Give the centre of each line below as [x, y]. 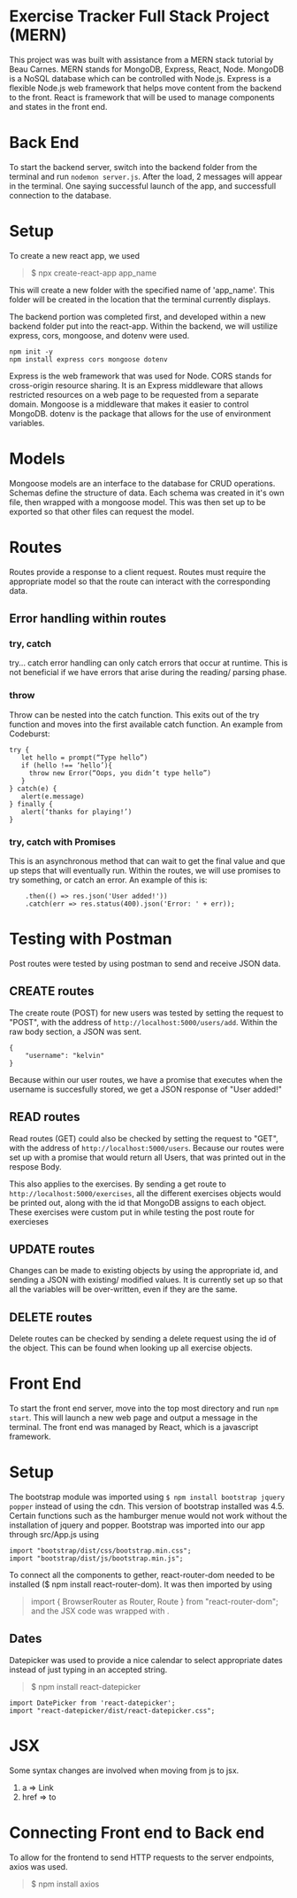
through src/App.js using [54, 1535]
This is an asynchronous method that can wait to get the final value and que [147, 860]
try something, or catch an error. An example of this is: [108, 880]
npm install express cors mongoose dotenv [88, 359]
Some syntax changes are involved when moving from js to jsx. [124, 1770]
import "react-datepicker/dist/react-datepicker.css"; [112, 1711]
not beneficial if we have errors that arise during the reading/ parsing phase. [148, 673]
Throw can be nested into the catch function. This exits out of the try [134, 714]
